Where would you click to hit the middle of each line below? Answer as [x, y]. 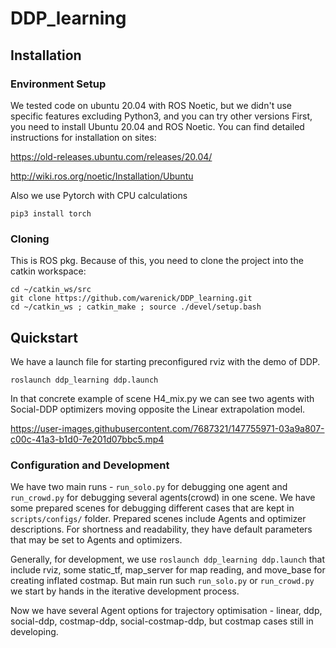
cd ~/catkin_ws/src [51, 290]
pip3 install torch [51, 213]
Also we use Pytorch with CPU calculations [99, 195]
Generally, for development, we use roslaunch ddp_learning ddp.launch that [168, 559]
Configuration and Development [90, 465]
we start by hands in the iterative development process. [125, 591]
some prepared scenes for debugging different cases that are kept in [152, 508]
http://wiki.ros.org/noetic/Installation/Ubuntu [102, 176]
